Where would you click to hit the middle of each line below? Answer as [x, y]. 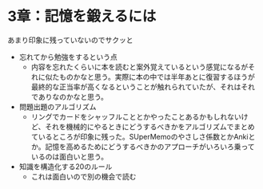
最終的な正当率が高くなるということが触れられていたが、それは [136, 87]
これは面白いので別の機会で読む [84, 176]
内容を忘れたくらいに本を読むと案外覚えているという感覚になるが [139, 67]
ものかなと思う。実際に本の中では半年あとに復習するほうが [157, 77]
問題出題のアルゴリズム [58, 106]
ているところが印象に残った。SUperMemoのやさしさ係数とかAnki [139, 136]
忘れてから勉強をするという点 [68, 57]
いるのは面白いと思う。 [70, 156]
